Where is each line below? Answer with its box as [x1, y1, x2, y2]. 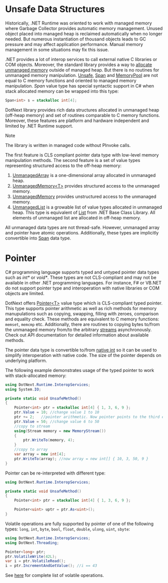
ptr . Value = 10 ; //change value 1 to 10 [14, 410, 99, 415]
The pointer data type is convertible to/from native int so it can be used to [5, 346, 157, 353]
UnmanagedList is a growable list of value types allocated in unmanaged [12, 204, 162, 210]
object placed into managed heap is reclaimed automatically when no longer [5, 30, 162, 36]
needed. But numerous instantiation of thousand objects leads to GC [5, 36, 146, 42]
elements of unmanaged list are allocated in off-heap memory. [12, 214, 141, 220]
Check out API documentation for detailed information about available [5, 331, 149, 338]
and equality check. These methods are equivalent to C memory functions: [5, 316, 159, 322]
